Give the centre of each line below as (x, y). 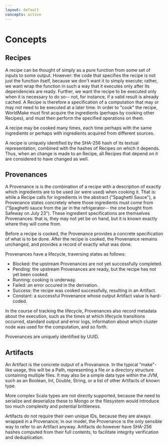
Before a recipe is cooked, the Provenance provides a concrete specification (84, 234)
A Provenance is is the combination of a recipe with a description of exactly (83, 187)
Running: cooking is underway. (44, 280)
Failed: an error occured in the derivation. (55, 285)
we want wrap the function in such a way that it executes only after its (77, 86)
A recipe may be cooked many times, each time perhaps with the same (78, 128)
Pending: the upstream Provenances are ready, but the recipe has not (84, 269)
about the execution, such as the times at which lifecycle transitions (75, 316)
